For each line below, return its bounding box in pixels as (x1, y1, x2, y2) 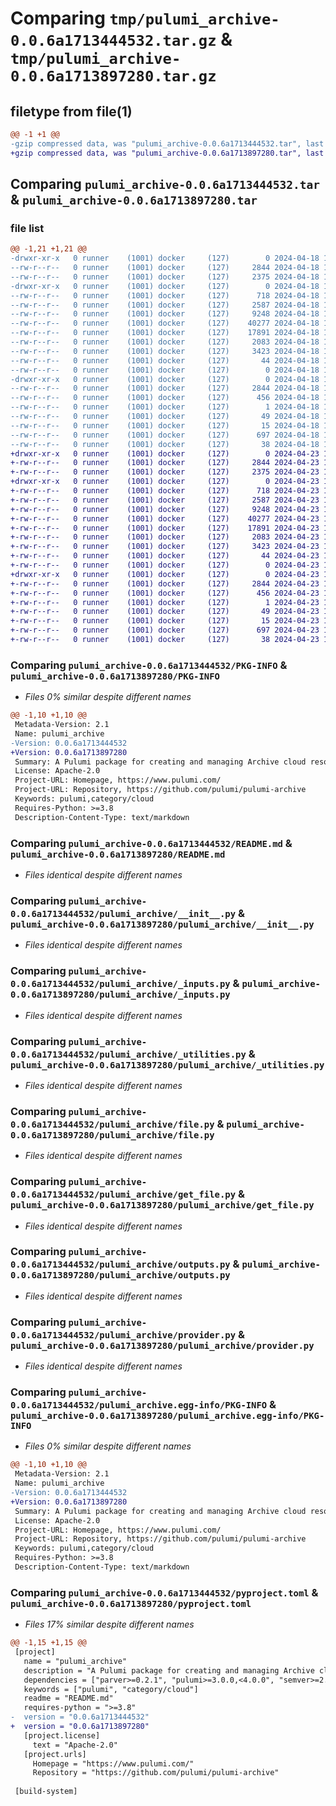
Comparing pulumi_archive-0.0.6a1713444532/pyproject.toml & (10, 1585, 319, 1599)
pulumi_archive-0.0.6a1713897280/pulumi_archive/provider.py (10, 1340, 315, 1351)
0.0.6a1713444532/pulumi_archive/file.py (10, 1118, 215, 1130)
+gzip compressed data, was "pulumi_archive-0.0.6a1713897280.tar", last (10, 148, 325, 158)
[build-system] (14, 1787, 78, 1797)
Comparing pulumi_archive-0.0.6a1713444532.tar (10, 176, 320, 193)
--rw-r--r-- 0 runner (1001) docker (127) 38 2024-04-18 (10, 439, 320, 449)
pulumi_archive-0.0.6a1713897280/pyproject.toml (10, 1598, 252, 1609)
